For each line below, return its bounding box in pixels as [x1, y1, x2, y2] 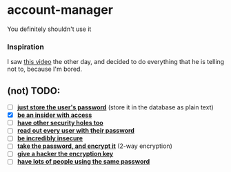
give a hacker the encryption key [17, 150, 114, 158]
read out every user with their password [17, 127, 134, 135]
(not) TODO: [7, 85, 61, 96]
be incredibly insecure [17, 134, 83, 142]
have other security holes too [17, 119, 103, 127]
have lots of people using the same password [17, 158, 150, 166]
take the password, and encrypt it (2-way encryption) [17, 142, 172, 150]
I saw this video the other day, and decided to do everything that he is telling [7, 58, 225, 66]
